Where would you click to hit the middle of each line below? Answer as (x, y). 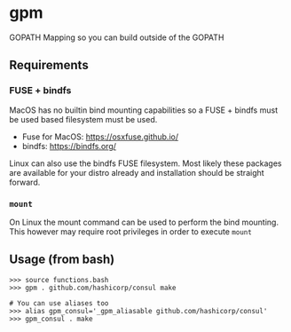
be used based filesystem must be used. (83, 119)
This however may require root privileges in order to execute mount (131, 231)
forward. (25, 182)
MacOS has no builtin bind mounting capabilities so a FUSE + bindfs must (143, 110)
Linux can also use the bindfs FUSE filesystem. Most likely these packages (145, 163)
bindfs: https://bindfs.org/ (69, 146)
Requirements (49, 65)
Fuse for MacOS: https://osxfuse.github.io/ (100, 137)
